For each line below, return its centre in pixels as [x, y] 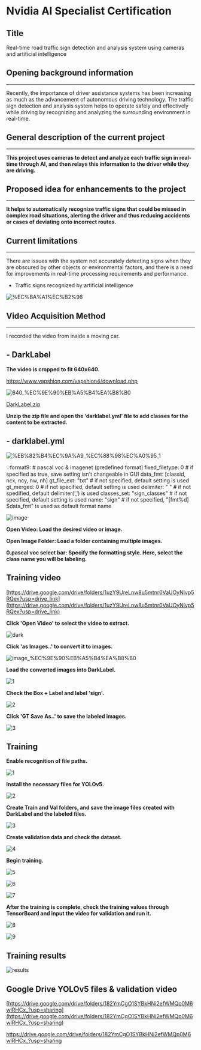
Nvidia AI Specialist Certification [89, 11]
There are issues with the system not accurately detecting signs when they [99, 261]
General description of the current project [86, 137]
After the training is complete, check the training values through [88, 907]
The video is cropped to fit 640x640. [53, 369]
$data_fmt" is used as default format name [59, 506]
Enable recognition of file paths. [47, 761]
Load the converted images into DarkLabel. [61, 669]
